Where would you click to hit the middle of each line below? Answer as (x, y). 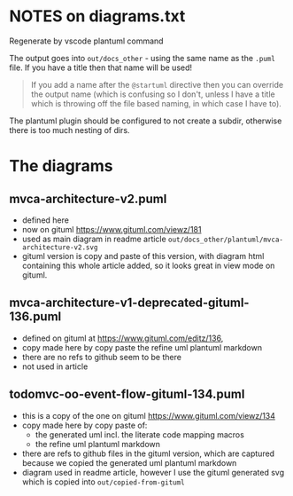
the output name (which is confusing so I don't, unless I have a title (153, 94)
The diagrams (61, 166)
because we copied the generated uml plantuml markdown (129, 462)
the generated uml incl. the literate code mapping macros (140, 434)
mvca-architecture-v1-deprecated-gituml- (129, 303)
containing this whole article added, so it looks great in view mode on (148, 265)
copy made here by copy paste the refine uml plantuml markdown (142, 347)
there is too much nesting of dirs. (69, 130)
